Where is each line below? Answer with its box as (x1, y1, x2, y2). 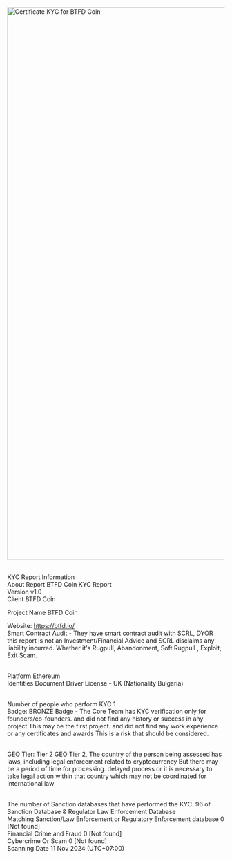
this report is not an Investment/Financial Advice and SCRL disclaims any (7, 636, 215, 645)
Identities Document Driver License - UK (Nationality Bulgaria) (7, 679, 184, 687)
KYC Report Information (7, 573, 75, 581)
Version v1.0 (7, 587, 42, 596)
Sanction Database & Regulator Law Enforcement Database (7, 808, 176, 815)
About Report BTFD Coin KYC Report (7, 580, 112, 588)
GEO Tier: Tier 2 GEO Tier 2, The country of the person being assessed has (7, 750, 222, 758)
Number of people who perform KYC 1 (7, 700, 116, 708)
